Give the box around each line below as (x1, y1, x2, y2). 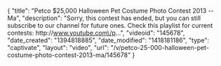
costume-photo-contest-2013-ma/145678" (7, 51, 131, 59)
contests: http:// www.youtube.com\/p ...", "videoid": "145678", (7, 28, 185, 37)
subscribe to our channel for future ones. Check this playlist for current (7, 22, 213, 29)
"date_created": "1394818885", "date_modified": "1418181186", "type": (7, 36, 209, 44)
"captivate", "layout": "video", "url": (7, 44, 109, 51)
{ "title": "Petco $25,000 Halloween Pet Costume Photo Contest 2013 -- (7, 7, 214, 15)
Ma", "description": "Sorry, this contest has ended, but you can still (7, 14, 201, 22)
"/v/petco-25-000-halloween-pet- (110, 44, 209, 51)
